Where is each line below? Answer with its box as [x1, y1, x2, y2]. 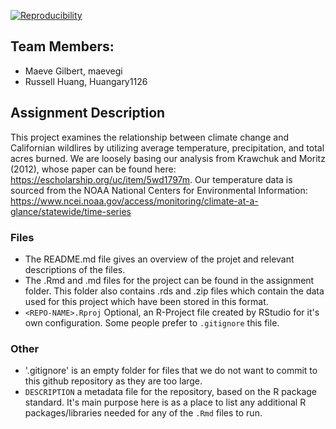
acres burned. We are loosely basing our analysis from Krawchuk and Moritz [10, 152, 326, 164]
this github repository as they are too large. [24, 375, 203, 387]
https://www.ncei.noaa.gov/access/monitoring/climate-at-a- [10, 195, 259, 207]
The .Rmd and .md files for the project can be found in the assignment [24, 274, 315, 286]
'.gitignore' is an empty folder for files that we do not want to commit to [24, 365, 318, 377]
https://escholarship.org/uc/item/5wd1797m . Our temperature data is [10, 173, 293, 185]
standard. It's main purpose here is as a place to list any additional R [24, 396, 307, 409]
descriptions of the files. [24, 263, 126, 275]
